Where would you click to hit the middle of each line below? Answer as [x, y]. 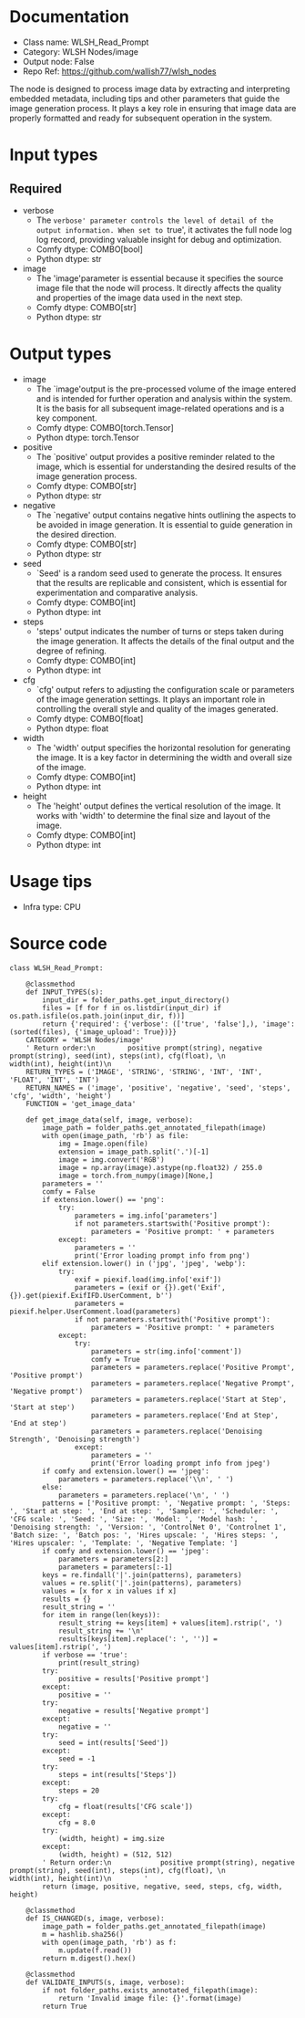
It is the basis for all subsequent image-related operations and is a [160, 408]
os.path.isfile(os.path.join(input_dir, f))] [97, 1016]
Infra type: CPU [52, 906]
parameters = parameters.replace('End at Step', [185, 1415]
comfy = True [116, 1359]
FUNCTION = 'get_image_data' [81, 1103]
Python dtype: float [72, 728]
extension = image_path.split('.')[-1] [133, 1152]
